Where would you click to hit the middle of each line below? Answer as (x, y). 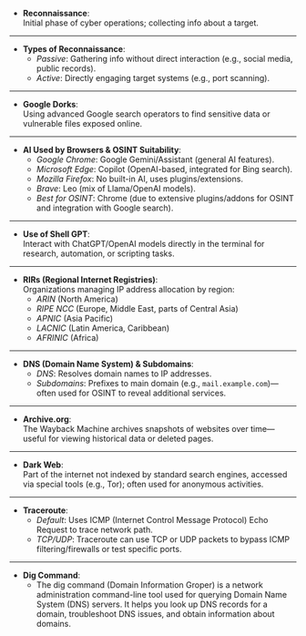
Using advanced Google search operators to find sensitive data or (146, 114)
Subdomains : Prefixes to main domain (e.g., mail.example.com (152, 383)
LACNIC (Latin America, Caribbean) (103, 328)
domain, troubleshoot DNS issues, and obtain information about (155, 614)
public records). (66, 68)
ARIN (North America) (77, 299)
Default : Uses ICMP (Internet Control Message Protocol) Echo (152, 520)
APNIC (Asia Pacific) (75, 318)
